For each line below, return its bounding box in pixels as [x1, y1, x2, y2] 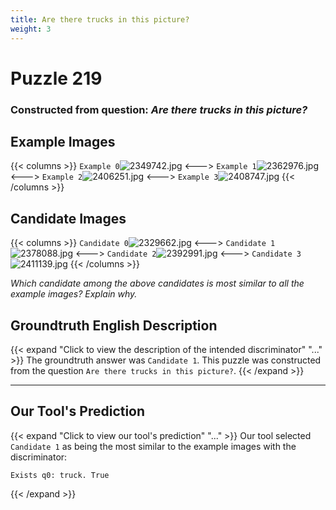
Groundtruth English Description [10, 317, 218, 334]
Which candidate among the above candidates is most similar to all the [10, 277, 305, 290]
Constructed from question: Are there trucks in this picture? [10, 102, 308, 116]
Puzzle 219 [10, 67, 103, 90]
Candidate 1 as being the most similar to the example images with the [10, 440, 297, 452]
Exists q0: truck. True [10, 470, 110, 480]
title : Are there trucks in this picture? [10, 14, 190, 25]
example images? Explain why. [10, 288, 138, 300]
